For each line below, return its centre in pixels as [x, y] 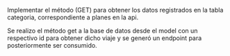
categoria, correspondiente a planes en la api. [73, 17]
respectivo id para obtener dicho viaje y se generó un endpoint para [105, 38]
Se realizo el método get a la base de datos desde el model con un [102, 31]
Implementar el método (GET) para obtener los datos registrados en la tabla [115, 10]
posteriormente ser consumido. [52, 45]
